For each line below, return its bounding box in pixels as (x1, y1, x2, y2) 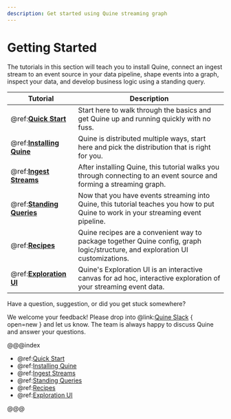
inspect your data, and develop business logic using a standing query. (7, 77, 206, 85)
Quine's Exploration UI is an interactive (78, 265, 203, 274)
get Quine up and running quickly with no (78, 114, 211, 123)
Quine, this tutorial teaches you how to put (78, 199, 214, 209)
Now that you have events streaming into (78, 190, 210, 200)
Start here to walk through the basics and (78, 105, 212, 114)
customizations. (78, 253, 129, 263)
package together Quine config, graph (78, 236, 201, 245)
